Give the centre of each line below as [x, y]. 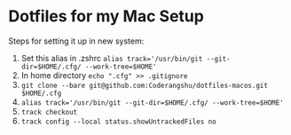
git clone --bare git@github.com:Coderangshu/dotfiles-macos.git [144, 85]
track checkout [49, 112]
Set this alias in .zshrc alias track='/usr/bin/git [112, 58]
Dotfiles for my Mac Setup [106, 16]
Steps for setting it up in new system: [76, 41]
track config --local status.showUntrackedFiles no [118, 122]
